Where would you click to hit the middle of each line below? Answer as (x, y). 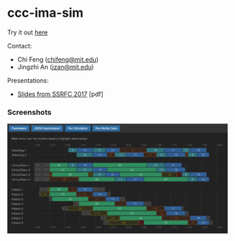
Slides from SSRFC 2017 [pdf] (60, 94)
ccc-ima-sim (45, 13)
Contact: (20, 46)
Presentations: (28, 80)
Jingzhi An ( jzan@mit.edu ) (56, 67)
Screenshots (29, 112)
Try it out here (28, 32)
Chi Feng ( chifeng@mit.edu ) (58, 59)
